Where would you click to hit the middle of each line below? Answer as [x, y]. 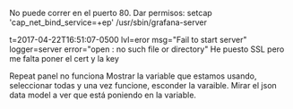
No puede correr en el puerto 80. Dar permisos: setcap [111, 13]
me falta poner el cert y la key [64, 59]
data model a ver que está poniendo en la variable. [103, 95]
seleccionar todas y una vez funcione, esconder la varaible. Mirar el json [143, 85]
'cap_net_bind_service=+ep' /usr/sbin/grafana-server [108, 22]
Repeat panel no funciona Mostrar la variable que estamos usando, [133, 76]
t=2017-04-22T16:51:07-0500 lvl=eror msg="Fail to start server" [128, 40]
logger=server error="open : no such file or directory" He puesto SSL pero [147, 49]
